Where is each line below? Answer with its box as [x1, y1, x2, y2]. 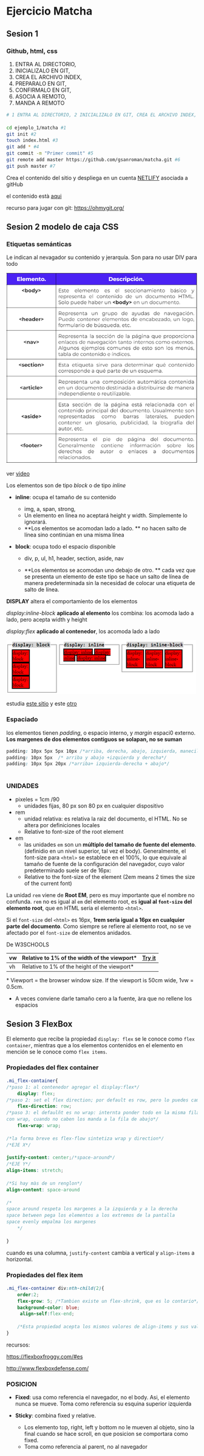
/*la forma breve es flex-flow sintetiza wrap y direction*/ [6, 1135, 165, 1142]
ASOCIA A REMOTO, [15, 92, 67, 100]
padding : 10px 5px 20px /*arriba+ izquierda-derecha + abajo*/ [6, 761, 170, 767]
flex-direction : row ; [17, 1103, 72, 1109]
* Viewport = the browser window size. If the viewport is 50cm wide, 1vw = [6, 976, 194, 983]
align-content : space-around [6, 1187, 80, 1193]
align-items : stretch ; [6, 1168, 64, 1174]
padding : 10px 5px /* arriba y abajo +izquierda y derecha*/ [6, 754, 167, 761]
